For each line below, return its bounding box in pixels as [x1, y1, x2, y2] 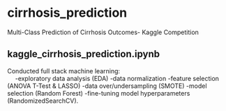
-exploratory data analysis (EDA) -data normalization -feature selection [15, 74, 220, 82]
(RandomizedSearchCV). [7, 96, 79, 105]
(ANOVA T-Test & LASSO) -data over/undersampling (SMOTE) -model [7, 82, 207, 90]
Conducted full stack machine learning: [7, 66, 121, 75]
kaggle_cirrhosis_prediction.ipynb [7, 48, 160, 60]
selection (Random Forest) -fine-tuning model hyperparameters [7, 89, 190, 97]
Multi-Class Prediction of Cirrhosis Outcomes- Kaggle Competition [7, 28, 199, 36]
